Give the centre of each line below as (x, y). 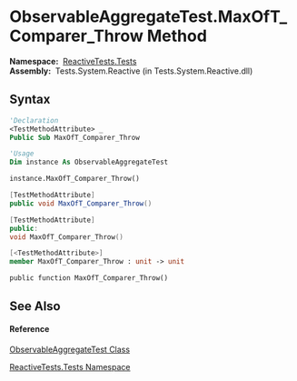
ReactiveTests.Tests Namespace (70, 366)
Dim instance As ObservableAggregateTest (89, 162)
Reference (30, 329)
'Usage (22, 154)
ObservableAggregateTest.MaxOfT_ (148, 17)
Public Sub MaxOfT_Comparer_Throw (75, 137)
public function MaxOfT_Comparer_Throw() (89, 278)
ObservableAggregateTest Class (69, 349)
